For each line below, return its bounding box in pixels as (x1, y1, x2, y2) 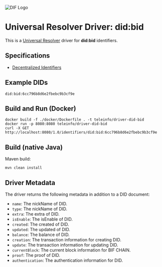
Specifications (5, 51, 50, 60)
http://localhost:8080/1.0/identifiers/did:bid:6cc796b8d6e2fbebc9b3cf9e (5, 130, 158, 135)
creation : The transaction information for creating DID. (12, 237, 122, 242)
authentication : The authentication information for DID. (12, 257, 123, 263)
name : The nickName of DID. (12, 201, 67, 206)
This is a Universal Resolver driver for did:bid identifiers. (5, 37, 118, 43)
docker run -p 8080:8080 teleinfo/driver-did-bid (5, 122, 108, 126)
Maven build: (5, 156, 31, 162)
